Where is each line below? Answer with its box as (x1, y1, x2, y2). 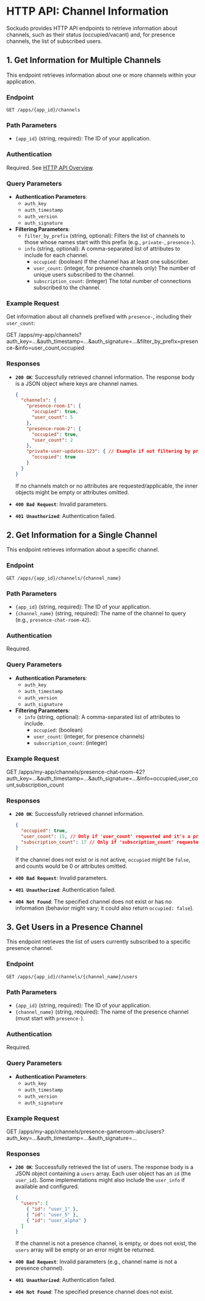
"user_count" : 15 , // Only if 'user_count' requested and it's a (21, 834, 191, 840)
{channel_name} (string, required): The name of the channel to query (15, 610, 186, 617)
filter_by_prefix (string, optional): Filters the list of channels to (24, 232, 185, 239)
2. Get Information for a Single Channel (6, 530, 157, 541)
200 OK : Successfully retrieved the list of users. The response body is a (15, 1164, 194, 1171)
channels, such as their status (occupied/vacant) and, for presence (6, 31, 176, 38)
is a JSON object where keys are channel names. (15, 380, 139, 387)
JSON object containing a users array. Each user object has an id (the (15, 1170, 191, 1177)
